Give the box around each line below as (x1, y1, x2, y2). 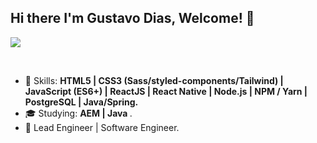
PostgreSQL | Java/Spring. (24, 96, 139, 108)
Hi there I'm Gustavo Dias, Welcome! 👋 (10, 10, 255, 27)
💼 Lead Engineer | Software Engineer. (24, 121, 180, 133)
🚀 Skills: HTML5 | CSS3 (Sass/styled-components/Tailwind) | (24, 74, 284, 86)
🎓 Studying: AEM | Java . (24, 107, 133, 119)
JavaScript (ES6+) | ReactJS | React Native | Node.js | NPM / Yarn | (24, 85, 308, 97)
